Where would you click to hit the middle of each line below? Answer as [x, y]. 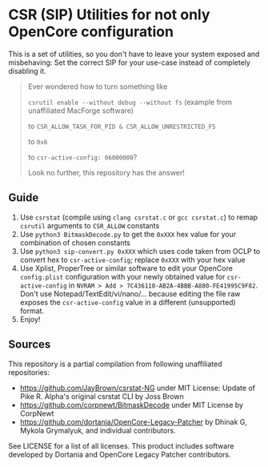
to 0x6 [38, 141]
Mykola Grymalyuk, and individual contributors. [98, 430]
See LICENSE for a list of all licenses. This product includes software [121, 445]
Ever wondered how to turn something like [98, 87]
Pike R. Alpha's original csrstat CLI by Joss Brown [102, 396]
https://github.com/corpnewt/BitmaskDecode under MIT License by [132, 405]
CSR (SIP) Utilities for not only [109, 15]
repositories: [29, 372]
